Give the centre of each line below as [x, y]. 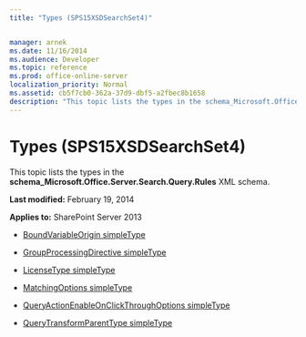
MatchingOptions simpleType [77, 287]
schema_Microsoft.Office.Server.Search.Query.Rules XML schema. [140, 181]
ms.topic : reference [49, 68]
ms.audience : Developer [55, 59]
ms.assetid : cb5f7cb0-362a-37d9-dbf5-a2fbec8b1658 [107, 93]
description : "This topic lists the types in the [106, 101]
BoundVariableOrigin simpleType [84, 234]
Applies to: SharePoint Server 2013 [76, 217]
